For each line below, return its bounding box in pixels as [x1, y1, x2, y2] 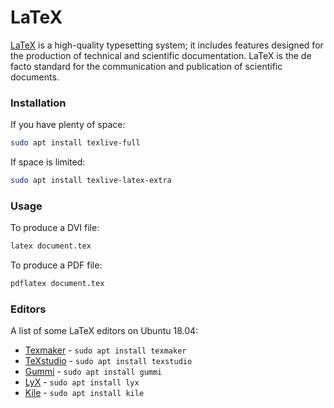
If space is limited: [10, 156, 86, 168]
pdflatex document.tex [10, 279, 105, 289]
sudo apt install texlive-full [10, 138, 141, 148]
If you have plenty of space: [10, 119, 126, 131]
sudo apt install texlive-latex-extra [10, 176, 172, 186]
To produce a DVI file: [10, 222, 100, 234]
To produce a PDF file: [10, 259, 103, 271]
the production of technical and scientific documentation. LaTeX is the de [10, 49, 312, 61]
